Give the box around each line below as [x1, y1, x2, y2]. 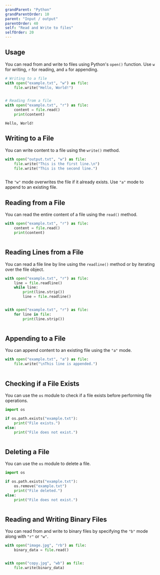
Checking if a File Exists [5, 379, 80, 388]
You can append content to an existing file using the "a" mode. [5, 347, 132, 353]
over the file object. [5, 266, 45, 272]
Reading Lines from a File [5, 248, 84, 257]
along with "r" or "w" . [5, 534, 49, 540]
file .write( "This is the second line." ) [14, 166, 98, 171]
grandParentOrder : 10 [5, 12, 50, 17]
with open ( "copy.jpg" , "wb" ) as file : [5, 561, 84, 566]
